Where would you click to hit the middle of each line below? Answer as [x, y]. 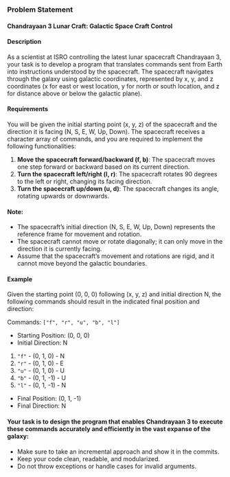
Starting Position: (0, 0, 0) [54, 336]
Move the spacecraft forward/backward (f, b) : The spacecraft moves [116, 159]
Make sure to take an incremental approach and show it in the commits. [118, 452]
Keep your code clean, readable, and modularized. [89, 458]
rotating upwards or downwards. [63, 196]
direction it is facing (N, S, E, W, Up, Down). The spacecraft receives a [106, 131]
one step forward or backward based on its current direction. [103, 167]
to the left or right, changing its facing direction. [84, 181]
